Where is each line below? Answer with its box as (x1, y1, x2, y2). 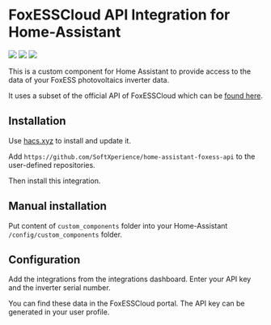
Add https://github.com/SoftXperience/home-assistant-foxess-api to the (8, 152, 256, 161)
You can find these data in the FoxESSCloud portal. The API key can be (8, 298, 245, 309)
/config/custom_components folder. (8, 229, 123, 239)
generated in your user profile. (8, 307, 110, 317)
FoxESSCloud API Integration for (8, 6, 231, 24)
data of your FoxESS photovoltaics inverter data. (8, 75, 170, 84)
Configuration (8, 253, 81, 267)
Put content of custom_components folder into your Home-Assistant (8, 220, 228, 230)
